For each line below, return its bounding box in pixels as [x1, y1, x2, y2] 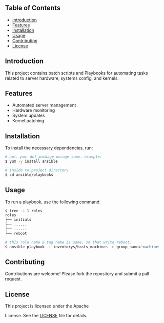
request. [5, 276, 22, 282]
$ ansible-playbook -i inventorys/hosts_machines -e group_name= [5, 244, 141, 249]
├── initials [5, 217, 32, 222]
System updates [12, 112, 45, 119]
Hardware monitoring [12, 108, 55, 113]
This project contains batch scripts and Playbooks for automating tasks [5, 70, 148, 76]
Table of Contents [5, 4, 61, 12]
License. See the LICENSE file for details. [5, 313, 88, 319]
